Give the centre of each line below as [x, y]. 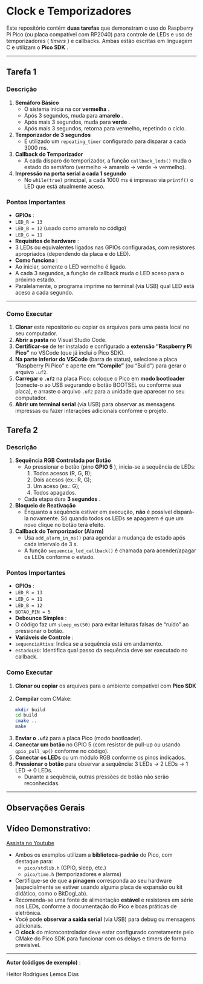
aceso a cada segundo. [44, 292]
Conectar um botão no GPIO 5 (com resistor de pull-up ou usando [98, 745]
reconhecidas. [42, 783]
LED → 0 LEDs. [34, 770]
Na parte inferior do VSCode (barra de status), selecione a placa [96, 360]
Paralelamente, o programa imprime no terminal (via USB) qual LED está [105, 286]
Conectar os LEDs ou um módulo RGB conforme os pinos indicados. [100, 757]
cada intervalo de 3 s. [51, 544]
